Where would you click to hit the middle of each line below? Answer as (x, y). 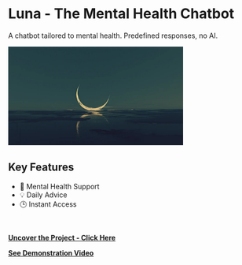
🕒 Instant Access (48, 204)
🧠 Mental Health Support (59, 186)
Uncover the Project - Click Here (62, 237)
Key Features (41, 168)
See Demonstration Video (51, 252)
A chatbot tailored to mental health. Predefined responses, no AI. (113, 35)
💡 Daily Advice (43, 195)
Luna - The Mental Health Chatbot (121, 14)
